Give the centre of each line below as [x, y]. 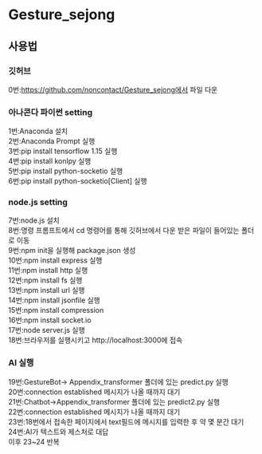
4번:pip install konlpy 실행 [50, 161]
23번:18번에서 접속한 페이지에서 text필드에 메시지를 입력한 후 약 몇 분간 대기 [126, 421]
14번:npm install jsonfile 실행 [55, 300]
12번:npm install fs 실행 [45, 280]
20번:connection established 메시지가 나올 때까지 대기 [94, 392]
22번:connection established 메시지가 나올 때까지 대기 [94, 412]
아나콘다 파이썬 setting [51, 112]
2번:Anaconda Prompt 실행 [52, 141]
